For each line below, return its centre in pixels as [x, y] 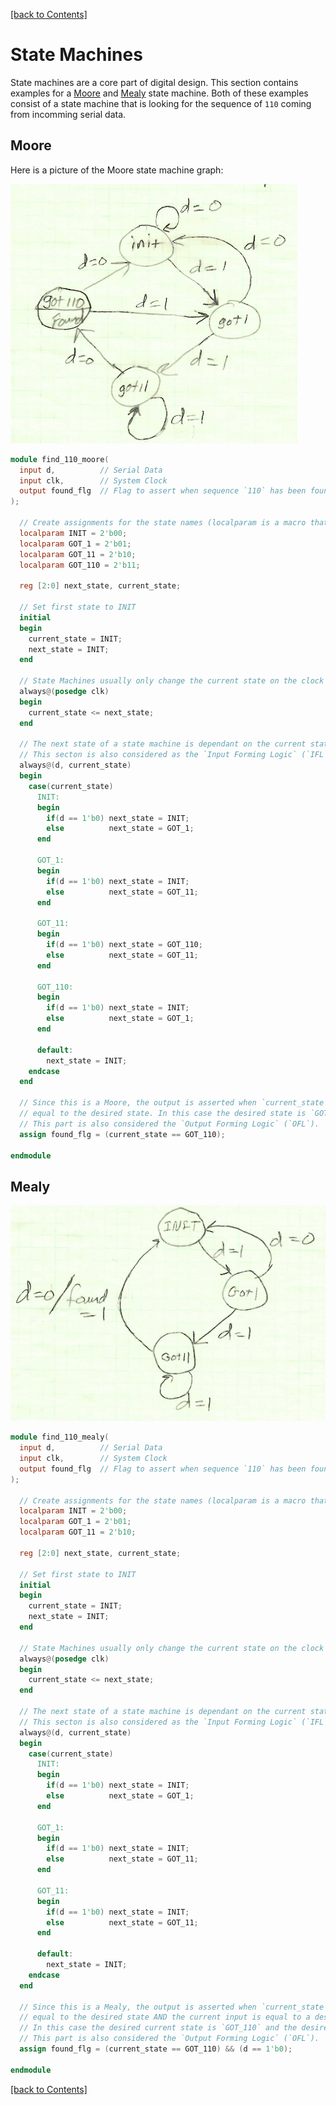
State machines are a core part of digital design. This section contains [154, 82]
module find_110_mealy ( [60, 1437]
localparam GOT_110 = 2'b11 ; [80, 565]
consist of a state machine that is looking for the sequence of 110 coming [161, 103]
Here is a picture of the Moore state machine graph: [117, 170]
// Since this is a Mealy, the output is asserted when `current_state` [174, 2007]
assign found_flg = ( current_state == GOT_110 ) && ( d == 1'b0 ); [156, 2049]
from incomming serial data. [68, 114]
